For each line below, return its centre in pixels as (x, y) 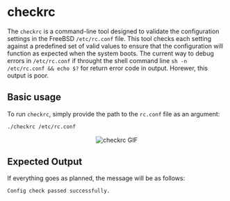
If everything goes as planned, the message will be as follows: (96, 178)
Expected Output (45, 162)
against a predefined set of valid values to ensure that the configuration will (115, 46)
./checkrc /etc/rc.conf (42, 126)
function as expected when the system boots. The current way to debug (110, 53)
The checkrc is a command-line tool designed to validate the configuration (113, 31)
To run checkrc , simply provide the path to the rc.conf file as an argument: (114, 114)
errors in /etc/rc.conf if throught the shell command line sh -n (97, 60)
